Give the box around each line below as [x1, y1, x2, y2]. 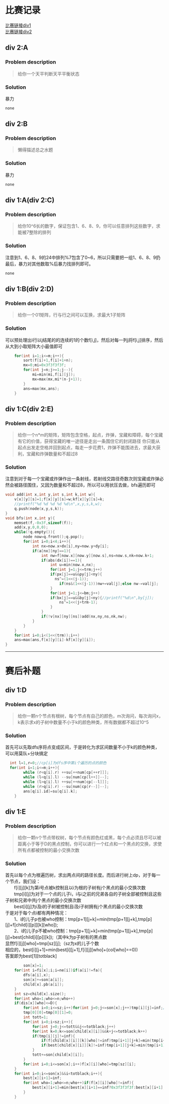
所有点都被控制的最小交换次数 [17, 847, 79, 853]
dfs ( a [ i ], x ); [23, 972, 51, 978]
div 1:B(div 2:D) [5, 284, 54, 293]
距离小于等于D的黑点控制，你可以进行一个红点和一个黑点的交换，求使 [17, 841, 162, 847]
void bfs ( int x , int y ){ [5, 515, 55, 521]
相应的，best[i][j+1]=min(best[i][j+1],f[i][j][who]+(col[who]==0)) [5, 947, 138, 953]
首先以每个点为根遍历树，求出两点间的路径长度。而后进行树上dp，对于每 [5, 872, 156, 878]
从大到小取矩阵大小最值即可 [5, 343, 63, 349]
